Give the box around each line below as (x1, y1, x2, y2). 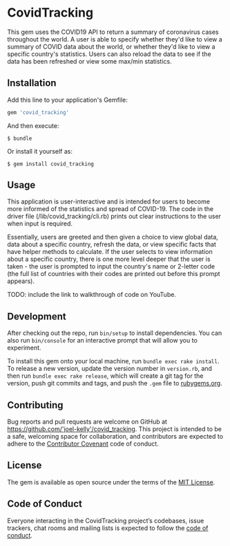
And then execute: (7, 121, 59, 129)
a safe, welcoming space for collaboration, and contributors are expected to (7, 433, 223, 441)
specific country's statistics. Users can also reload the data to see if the (7, 50, 212, 58)
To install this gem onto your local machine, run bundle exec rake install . (7, 357, 220, 365)
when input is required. (7, 219, 73, 228)
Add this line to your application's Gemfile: (7, 95, 128, 104)
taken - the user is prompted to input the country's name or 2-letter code (7, 262, 215, 271)
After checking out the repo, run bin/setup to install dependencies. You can (7, 329, 222, 337)
